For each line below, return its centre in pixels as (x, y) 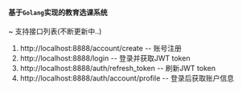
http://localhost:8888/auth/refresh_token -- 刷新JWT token (117, 69)
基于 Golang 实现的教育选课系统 (58, 12)
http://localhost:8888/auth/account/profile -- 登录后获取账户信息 (127, 78)
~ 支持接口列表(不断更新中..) (55, 31)
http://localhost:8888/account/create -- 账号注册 (101, 49)
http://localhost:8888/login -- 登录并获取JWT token (105, 58)
